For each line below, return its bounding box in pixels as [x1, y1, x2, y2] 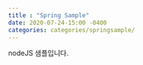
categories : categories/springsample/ [8, 26, 135, 34]
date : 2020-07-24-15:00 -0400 [8, 19, 108, 27]
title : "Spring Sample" [8, 11, 90, 20]
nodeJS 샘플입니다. [8, 49, 69, 58]
